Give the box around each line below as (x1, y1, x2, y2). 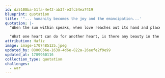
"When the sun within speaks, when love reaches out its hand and (9, 25, 148, 30)
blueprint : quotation (5, 12, 50, 17)
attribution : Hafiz (5, 39, 45, 44)
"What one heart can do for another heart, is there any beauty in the (9, 34, 160, 39)
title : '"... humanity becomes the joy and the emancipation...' (5, 16, 141, 21)
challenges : (5, 61, 29, 66)
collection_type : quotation (5, 57, 63, 61)
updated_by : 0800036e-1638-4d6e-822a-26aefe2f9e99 (5, 47, 111, 53)
